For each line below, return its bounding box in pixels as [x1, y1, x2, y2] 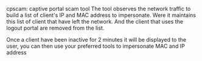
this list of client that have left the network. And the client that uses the [6, 18, 184, 25]
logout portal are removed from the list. [6, 24, 105, 31]
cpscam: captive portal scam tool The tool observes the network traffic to [6, 5, 191, 12]
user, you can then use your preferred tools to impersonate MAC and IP [6, 42, 186, 50]
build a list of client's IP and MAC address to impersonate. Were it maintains [6, 11, 197, 19]
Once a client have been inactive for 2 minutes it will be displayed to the [6, 36, 187, 43]
